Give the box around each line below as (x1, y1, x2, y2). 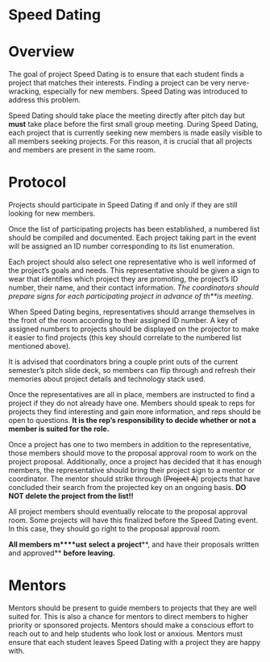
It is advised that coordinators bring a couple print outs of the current (8, 357, 239, 367)
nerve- (226, 78, 250, 88)
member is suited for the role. (8, 424, 110, 434)
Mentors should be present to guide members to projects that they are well (8, 603, 257, 613)
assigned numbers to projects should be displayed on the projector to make (8, 325, 260, 334)
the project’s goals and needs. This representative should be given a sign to (8, 266, 260, 275)
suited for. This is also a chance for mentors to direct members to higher (8, 612, 248, 621)
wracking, (8, 86, 42, 96)
